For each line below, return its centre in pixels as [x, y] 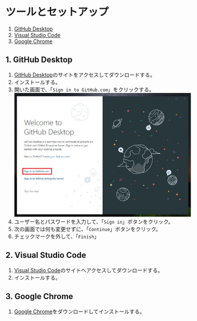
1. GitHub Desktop [39, 60]
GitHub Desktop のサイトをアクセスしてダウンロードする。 [85, 75]
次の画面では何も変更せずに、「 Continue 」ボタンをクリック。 [87, 229]
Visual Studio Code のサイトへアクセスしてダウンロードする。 [89, 270]
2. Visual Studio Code [46, 255]
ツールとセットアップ [57, 12]
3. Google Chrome [39, 297]
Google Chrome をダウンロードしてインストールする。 [79, 311]
